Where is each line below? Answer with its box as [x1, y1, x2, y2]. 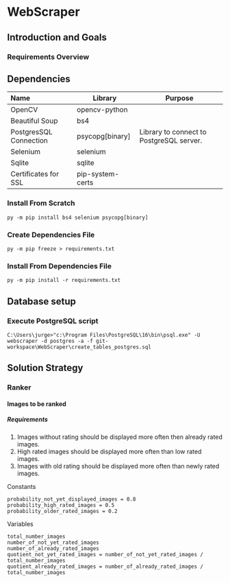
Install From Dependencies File [7, 261, 112, 271]
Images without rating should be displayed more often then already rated [16, 433, 222, 441]
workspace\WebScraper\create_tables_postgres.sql [7, 344, 152, 350]
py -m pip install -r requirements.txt [7, 277, 121, 284]
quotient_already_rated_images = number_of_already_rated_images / [7, 563, 204, 570]
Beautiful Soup [10, 116, 58, 126]
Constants [7, 482, 36, 490]
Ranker [7, 383, 31, 392]
